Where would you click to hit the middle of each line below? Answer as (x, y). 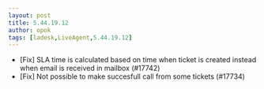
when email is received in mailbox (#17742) (90, 69)
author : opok (30, 30)
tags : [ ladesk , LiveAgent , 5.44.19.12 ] (70, 37)
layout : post (30, 15)
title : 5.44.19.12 (38, 23)
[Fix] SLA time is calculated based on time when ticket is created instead (138, 60)
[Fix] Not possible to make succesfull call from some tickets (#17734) (132, 76)
